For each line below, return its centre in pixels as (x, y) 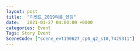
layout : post (22, 11)
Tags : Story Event (28, 33)
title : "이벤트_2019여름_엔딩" (41, 17)
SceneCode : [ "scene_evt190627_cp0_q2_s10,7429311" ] (70, 39)
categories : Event (28, 28)
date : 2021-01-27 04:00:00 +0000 (49, 22)
